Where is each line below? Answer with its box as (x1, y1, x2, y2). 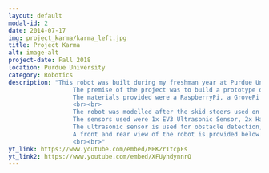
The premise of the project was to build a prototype (72, 85, 256, 94)
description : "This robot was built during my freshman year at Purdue (8, 78, 252, 86)
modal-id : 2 (8, 19, 48, 27)
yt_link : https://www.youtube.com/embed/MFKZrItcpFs (8, 145, 188, 153)
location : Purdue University (8, 64, 106, 72)
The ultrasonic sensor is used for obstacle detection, (72, 123, 263, 131)
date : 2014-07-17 (8, 26, 66, 34)
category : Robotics (8, 71, 74, 79)
